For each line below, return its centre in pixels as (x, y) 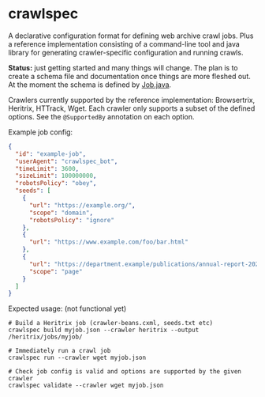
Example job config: (41, 132)
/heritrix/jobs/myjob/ (45, 337)
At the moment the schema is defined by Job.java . (90, 85)
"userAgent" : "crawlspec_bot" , (67, 161)
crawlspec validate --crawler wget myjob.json (86, 386)
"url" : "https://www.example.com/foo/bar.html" (109, 242)
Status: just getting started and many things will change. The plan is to (123, 67)
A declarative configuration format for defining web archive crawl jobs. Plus (131, 36)
